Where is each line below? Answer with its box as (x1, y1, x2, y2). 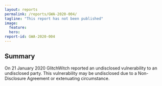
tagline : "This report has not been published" (4, 16, 104, 21)
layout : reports (4, 7, 38, 12)
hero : (9, 30, 21, 34)
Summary (4, 52, 35, 61)
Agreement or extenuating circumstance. (27, 75, 110, 81)
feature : (9, 25, 27, 30)
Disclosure (4, 75, 26, 81)
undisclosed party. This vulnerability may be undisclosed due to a (4, 70, 138, 76)
